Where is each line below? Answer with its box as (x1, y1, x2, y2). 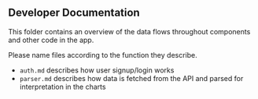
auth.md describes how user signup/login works (19, 65, 175, 75)
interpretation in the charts (19, 82, 106, 91)
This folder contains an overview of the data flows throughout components (8, 27, 251, 36)
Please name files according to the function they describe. (8, 50, 198, 59)
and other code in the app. (8, 35, 94, 44)
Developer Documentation (8, 6, 140, 19)
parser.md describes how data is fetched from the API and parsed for (19, 73, 244, 83)
